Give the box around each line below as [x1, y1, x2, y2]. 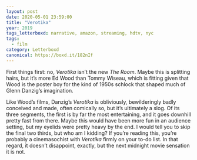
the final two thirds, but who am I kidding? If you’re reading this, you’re [6, 130, 177, 137]
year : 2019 [6, 25, 33, 31]
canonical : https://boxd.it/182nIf [6, 52, 94, 58]
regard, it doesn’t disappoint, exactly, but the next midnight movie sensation [6, 142, 190, 149]
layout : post [6, 8, 38, 15]
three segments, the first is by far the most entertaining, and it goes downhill [6, 111, 191, 118]
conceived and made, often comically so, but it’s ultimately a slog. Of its [6, 104, 180, 111]
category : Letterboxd [6, 47, 59, 53]
